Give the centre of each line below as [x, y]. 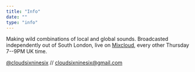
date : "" [17, 17]
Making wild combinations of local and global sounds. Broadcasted [87, 39]
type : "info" [22, 22]
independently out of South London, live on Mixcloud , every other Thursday [98, 45]
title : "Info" [23, 11]
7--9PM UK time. [27, 52]
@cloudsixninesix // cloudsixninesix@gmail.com [64, 63]
